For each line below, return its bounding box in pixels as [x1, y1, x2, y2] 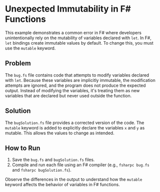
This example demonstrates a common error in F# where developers [5, 30, 142, 35]
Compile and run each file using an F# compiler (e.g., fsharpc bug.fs [12, 162, 150, 168]
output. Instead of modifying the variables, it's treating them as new [5, 87, 140, 93]
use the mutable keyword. [5, 45, 56, 51]
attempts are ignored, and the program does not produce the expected [5, 82, 146, 88]
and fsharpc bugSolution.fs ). [12, 167, 72, 173]
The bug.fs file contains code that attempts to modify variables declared [5, 72, 149, 78]
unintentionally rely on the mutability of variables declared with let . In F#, [5, 35, 151, 41]
